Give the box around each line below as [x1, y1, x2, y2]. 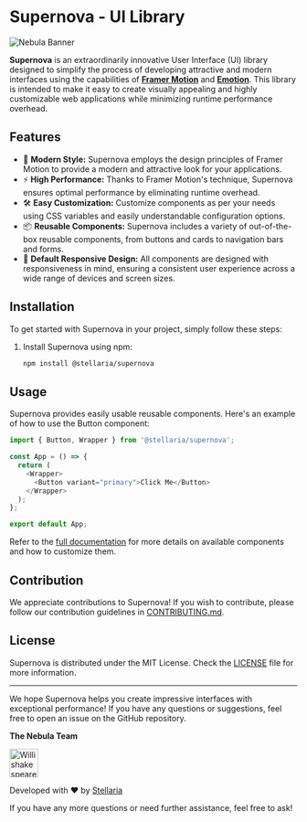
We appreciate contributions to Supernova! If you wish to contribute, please [9, 596, 294, 607]
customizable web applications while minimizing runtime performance [9, 93, 273, 104]
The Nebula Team [9, 730, 79, 742]
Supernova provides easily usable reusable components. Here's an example [9, 409, 296, 420]
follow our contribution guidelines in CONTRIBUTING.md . [9, 606, 225, 617]
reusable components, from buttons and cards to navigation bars [39, 233, 284, 244]
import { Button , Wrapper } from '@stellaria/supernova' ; [9, 436, 235, 445]
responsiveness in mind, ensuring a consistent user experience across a [22, 262, 295, 273]
